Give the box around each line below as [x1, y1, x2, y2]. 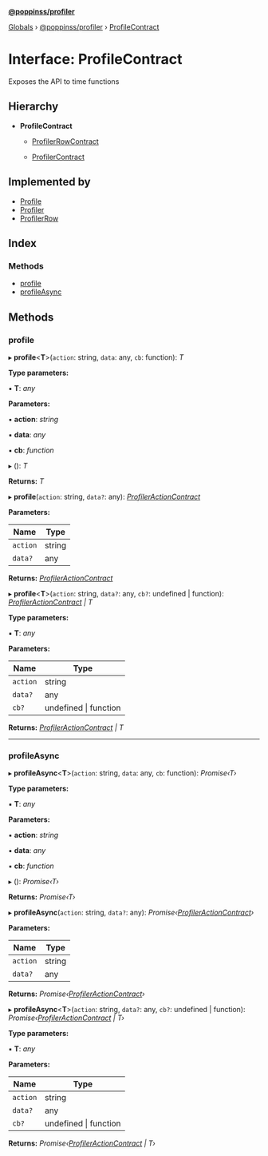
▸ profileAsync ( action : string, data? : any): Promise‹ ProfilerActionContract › [8, 907, 254, 918]
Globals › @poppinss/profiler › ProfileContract [8, 22, 160, 31]
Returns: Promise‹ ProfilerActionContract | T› [8, 1138, 156, 1148]
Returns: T [8, 476, 45, 486]
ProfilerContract [31, 152, 85, 161]
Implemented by [8, 175, 91, 189]
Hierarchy [8, 100, 59, 114]
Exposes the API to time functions [8, 76, 120, 86]
